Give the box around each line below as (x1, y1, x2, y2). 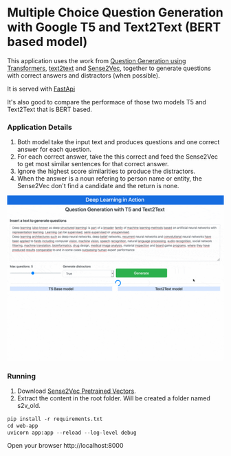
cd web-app (7, 422, 38, 430)
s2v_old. (16, 402, 41, 410)
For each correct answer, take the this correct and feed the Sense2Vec (16, 152, 219, 161)
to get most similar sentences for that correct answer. (16, 160, 170, 168)
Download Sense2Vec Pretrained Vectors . (16, 387, 136, 396)
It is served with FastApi (7, 84, 76, 93)
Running (7, 372, 36, 381)
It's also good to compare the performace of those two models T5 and (7, 98, 206, 106)
